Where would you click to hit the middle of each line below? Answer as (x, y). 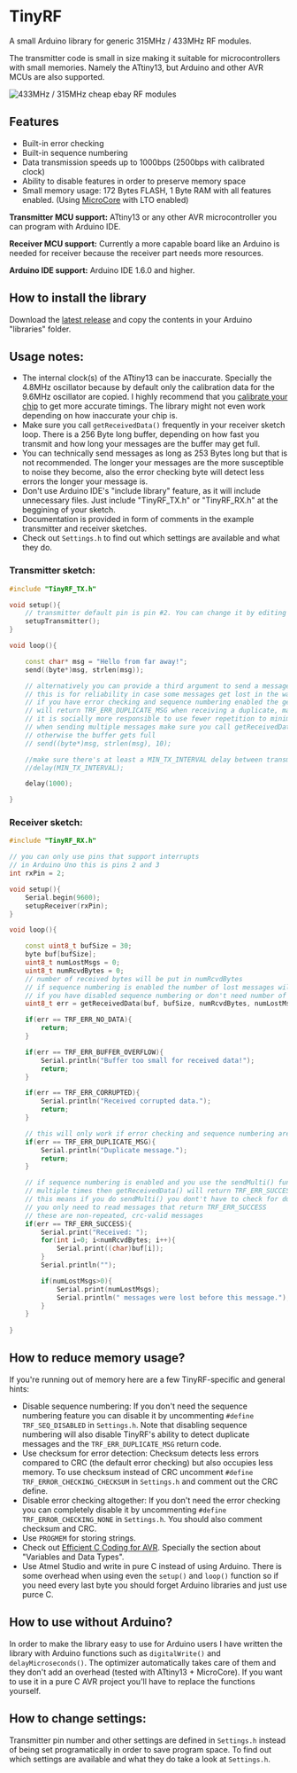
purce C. (38, 1594)
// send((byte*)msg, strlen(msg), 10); (99, 743)
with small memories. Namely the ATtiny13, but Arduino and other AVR (136, 67)
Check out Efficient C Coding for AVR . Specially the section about (141, 1547)
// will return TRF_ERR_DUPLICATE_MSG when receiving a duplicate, (152, 711)
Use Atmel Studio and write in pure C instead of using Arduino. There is (152, 1566)
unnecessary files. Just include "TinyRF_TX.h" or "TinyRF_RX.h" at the (150, 500)
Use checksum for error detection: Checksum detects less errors (140, 1453)
